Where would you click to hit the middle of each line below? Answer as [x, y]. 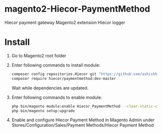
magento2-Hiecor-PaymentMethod [77, 9]
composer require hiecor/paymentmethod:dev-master [64, 78]
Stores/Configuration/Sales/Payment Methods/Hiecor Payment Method [82, 125]
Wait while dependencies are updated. [50, 88]
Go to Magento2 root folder [39, 56]
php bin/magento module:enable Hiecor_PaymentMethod [66, 106]
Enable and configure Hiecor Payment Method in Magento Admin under [83, 120]
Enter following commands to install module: [56, 65]
